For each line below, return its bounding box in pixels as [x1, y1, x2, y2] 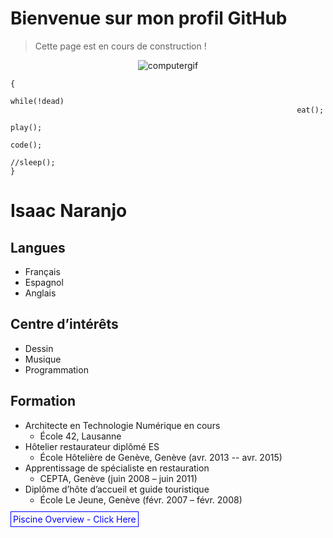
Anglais [24, 287, 57, 299]
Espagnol [24, 276, 64, 288]
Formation [10, 393, 76, 410]
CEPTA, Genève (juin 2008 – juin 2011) [39, 472, 198, 484]
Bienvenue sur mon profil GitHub [10, 7, 288, 30]
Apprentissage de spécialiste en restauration [24, 462, 210, 474]
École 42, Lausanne [39, 430, 122, 442]
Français [24, 265, 61, 277]
